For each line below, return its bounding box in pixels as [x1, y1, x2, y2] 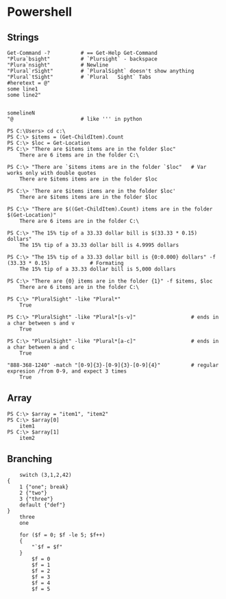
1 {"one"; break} [19, 483, 69, 491]
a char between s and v [7, 320, 75, 327]
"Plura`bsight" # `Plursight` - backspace [7, 56, 158, 62]
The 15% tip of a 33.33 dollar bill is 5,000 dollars [19, 266, 176, 272]
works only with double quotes [7, 169, 97, 176]
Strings [7, 32, 39, 43]
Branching [7, 454, 53, 465]
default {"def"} [19, 502, 66, 508]
